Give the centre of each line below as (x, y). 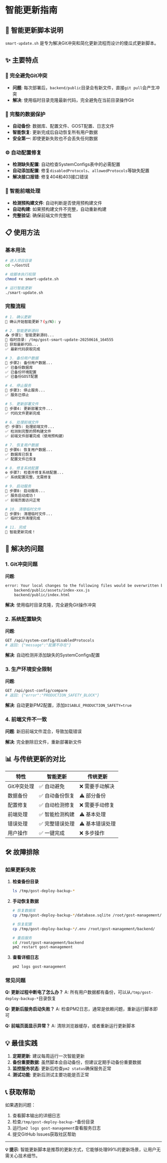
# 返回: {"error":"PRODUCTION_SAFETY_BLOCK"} (52, 695)
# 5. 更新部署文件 (22, 404)
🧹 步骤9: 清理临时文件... (29, 514)
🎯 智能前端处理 (23, 191)
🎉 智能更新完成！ (20, 532)
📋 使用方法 (23, 232)
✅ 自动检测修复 (57, 805)
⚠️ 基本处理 (92, 814)
